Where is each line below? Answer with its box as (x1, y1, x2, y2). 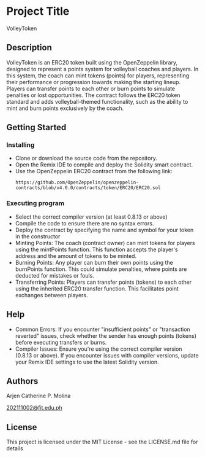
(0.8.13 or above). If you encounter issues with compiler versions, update (15, 351, 199, 359)
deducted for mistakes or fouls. (15, 271, 95, 279)
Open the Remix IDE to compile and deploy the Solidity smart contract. (15, 161, 193, 168)
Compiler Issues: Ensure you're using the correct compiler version (15, 345, 182, 353)
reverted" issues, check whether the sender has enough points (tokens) (15, 332, 197, 339)
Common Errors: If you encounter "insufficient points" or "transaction (15, 326, 191, 333)
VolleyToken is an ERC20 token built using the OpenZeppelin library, (6, 58, 178, 66)
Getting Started (6, 122, 67, 133)
